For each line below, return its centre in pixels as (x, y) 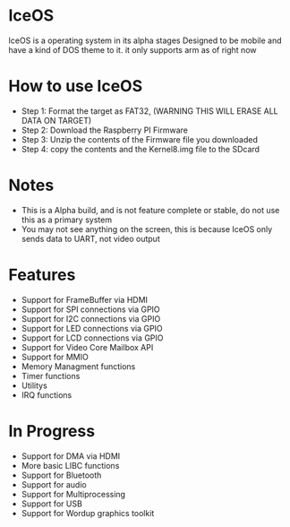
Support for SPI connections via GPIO (90, 309)
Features (42, 275)
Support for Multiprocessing (73, 494)
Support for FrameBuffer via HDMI (85, 299)
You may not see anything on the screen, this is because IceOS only (147, 229)
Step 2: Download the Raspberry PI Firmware (105, 130)
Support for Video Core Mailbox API (87, 347)
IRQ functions (47, 394)
